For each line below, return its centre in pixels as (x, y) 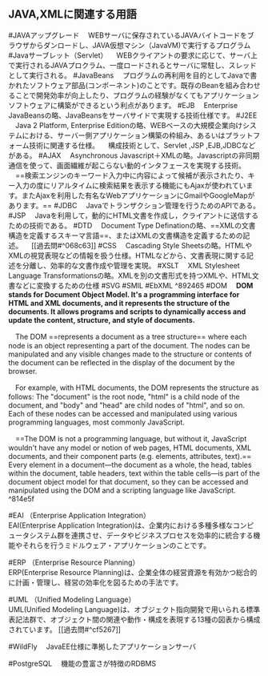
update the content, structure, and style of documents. (102, 320)
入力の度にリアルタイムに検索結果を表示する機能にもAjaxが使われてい (130, 185)
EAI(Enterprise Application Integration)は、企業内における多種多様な (121, 525)
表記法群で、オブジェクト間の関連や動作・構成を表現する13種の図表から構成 (134, 619)
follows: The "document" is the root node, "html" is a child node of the (124, 396)
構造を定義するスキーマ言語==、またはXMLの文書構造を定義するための (126, 235)
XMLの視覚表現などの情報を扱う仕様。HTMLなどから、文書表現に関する (128, 256)
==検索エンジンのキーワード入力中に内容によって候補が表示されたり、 (131, 175)
